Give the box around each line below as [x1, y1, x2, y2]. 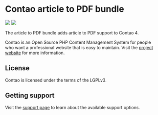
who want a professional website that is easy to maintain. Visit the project [5, 44, 153, 50]
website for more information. [5, 50, 65, 56]
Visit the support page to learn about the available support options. [5, 104, 140, 110]
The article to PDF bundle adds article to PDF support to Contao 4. [5, 29, 139, 35]
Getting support [5, 91, 55, 100]
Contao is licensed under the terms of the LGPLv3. [5, 77, 107, 83]
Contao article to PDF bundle [5, 3, 124, 15]
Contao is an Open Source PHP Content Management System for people [5, 39, 151, 45]
